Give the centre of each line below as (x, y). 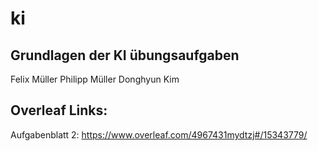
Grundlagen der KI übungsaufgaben (125, 55)
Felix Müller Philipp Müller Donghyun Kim (95, 79)
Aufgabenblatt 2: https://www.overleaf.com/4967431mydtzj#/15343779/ (159, 134)
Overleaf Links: (59, 110)
